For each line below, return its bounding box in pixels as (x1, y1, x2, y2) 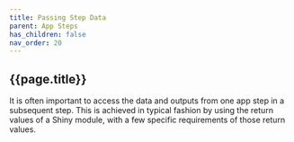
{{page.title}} (9, 71, 87, 86)
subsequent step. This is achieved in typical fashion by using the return (9, 105, 274, 116)
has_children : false (9, 30, 87, 39)
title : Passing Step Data (9, 13, 106, 22)
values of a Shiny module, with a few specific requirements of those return (9, 114, 286, 126)
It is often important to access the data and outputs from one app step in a (9, 95, 285, 106)
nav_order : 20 (9, 38, 63, 48)
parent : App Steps (9, 22, 78, 31)
